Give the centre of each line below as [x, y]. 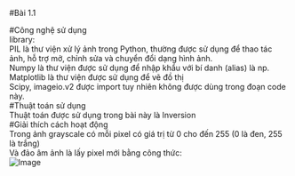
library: [22, 40]
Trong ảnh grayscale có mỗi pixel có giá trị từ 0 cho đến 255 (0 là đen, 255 [146, 134]
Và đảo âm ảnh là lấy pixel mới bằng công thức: [96, 153]
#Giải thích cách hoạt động [59, 124]
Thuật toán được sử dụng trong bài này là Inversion [103, 115]
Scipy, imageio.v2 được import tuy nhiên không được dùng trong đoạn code [147, 87]
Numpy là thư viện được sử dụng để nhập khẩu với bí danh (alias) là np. [140, 68]
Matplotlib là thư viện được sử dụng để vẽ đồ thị [96, 77]
